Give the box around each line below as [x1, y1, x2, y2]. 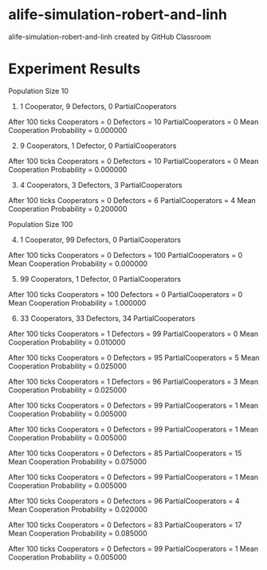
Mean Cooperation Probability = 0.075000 [8, 456, 147, 467]
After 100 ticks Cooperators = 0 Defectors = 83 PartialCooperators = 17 [8, 520, 242, 529]
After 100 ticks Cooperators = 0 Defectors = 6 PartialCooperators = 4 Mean [8, 195, 257, 205]
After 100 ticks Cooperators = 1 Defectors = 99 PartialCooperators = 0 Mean [8, 329, 259, 338]
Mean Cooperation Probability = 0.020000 [8, 504, 147, 514]
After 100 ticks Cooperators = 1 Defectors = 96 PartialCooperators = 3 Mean [8, 377, 259, 386]
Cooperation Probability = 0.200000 [8, 204, 128, 213]
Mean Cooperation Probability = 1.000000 [8, 298, 147, 307]
